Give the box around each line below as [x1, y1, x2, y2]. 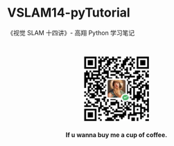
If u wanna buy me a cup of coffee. [65, 131, 168, 139]
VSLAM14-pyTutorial [7, 5, 130, 21]
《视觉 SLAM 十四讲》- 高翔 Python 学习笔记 [7, 28, 135, 37]
